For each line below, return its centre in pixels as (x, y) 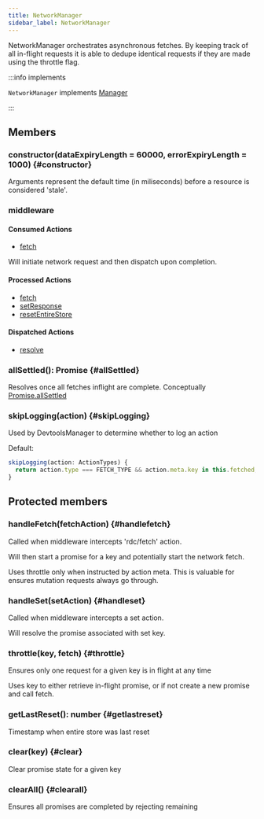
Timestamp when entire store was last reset (79, 732)
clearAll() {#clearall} (48, 789)
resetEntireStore (46, 314)
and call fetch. (31, 694)
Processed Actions (40, 279)
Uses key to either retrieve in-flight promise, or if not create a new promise (129, 686)
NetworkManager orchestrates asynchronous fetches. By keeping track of (128, 45)
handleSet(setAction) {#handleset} (77, 600)
